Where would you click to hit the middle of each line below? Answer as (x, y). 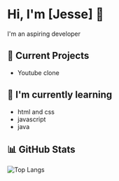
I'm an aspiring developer (44, 34)
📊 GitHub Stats (41, 149)
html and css (36, 112)
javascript (31, 119)
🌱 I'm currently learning (60, 95)
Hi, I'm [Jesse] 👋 (56, 14)
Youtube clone (38, 72)
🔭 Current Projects (48, 56)
